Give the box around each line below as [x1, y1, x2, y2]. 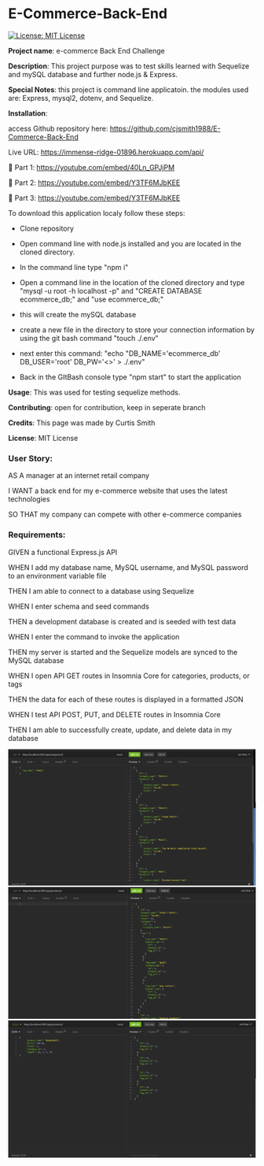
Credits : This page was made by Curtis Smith [8, 418, 156, 428]
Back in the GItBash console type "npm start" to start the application [19, 372, 241, 382]
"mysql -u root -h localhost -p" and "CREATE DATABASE [19, 286, 203, 295]
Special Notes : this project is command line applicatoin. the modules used [8, 84, 249, 94]
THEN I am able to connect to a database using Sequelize [8, 586, 195, 595]
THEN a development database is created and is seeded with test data [8, 616, 236, 626]
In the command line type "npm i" [19, 262, 129, 272]
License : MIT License [8, 433, 79, 442]
